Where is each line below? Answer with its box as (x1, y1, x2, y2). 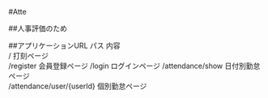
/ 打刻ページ (8, 51, 49, 60)
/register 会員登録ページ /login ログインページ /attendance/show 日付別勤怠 (8, 61, 261, 70)
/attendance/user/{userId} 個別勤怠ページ (8, 81, 147, 91)
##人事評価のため (8, 23, 67, 33)
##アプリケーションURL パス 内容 (8, 40, 121, 50)
